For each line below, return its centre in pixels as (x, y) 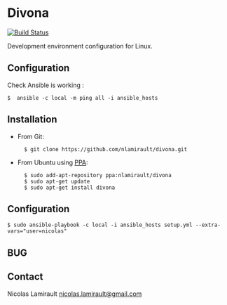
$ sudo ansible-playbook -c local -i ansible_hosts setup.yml (100, 225)
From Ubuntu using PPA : (53, 162)
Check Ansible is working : (46, 85)
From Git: (30, 136)
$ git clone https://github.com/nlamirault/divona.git (106, 149)
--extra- (208, 225)
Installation (32, 120)
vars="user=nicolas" (37, 231)
